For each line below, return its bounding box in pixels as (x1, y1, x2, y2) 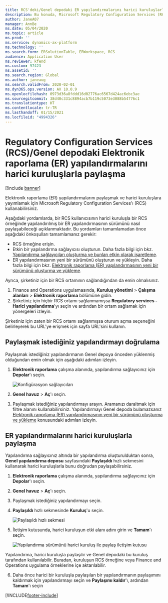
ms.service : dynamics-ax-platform (5, 40, 77, 45)
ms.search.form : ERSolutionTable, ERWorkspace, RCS (5, 49, 115, 54)
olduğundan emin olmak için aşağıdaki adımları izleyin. (5, 356, 117, 363)
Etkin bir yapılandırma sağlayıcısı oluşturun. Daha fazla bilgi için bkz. (12, 246, 153, 252)
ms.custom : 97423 (5, 63, 41, 68)
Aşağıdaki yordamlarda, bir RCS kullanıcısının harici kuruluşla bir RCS (5, 215, 147, 221)
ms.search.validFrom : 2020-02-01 (5, 82, 75, 87)
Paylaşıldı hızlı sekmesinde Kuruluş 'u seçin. (12, 508, 104, 514)
